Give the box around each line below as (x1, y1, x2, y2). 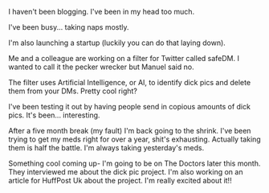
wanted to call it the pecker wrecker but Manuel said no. (8, 62, 194, 72)
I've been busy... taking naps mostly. (8, 23, 130, 31)
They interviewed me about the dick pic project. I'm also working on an (8, 167, 243, 176)
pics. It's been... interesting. (8, 110, 100, 120)
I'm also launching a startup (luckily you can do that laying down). (8, 38, 226, 47)
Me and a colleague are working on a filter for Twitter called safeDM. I (8, 54, 239, 63)
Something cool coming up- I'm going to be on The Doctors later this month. (8, 158, 261, 168)
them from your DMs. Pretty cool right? (8, 86, 138, 96)
